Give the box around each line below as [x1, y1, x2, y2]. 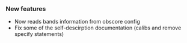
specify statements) [14, 31, 64, 38]
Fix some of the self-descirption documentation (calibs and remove [14, 24, 182, 31]
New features [5, 5, 46, 13]
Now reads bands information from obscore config [14, 18, 141, 25]
